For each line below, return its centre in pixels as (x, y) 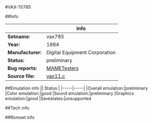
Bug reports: (22, 68)
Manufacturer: (25, 52)
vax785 (55, 37)
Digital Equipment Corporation (81, 52)
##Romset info (20, 117)
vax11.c (55, 76)
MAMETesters (63, 68)
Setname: (19, 37)
